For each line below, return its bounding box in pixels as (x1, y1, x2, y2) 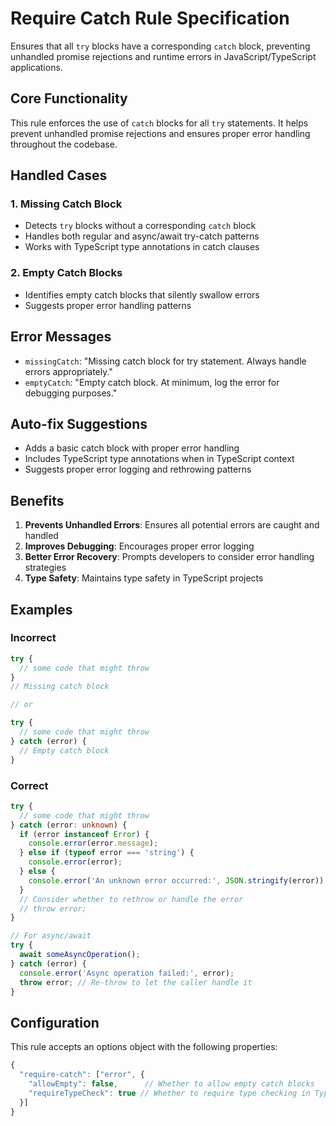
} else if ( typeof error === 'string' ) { (19, 848, 195, 858)
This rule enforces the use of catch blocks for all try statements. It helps (10, 117, 309, 129)
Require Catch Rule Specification (10, 7, 290, 30)
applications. (10, 61, 63, 73)
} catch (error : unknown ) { (10, 820, 128, 830)
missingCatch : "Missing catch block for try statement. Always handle (24, 355, 307, 367)
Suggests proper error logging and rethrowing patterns (24, 463, 252, 476)
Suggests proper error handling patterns (24, 299, 192, 311)
